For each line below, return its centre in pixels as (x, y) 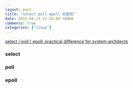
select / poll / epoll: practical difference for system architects (67, 41)
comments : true (21, 23)
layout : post (18, 9)
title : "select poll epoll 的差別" (40, 14)
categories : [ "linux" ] (28, 28)
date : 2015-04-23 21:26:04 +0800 (39, 18)
